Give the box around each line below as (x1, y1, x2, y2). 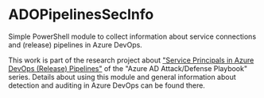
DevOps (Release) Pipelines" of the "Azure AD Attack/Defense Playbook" (8, 63, 248, 73)
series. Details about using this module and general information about (8, 72, 236, 81)
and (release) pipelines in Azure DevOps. (8, 40, 143, 49)
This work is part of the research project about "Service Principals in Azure (8, 55, 254, 65)
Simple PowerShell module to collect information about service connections (8, 32, 257, 41)
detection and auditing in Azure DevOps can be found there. (8, 81, 205, 90)
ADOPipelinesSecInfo (8, 6, 154, 24)
